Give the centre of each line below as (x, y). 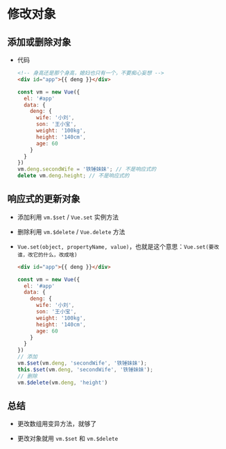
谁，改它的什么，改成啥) (47, 255)
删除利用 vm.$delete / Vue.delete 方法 (71, 231)
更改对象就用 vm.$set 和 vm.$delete (68, 439)
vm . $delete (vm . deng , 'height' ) (62, 382)
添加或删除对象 (39, 42)
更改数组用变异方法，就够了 (57, 424)
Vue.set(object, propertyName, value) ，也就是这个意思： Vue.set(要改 (118, 246)
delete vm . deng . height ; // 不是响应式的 (73, 176)
